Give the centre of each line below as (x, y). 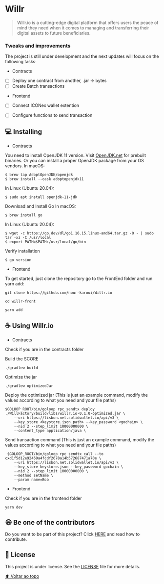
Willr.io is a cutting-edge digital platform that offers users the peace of (88, 23)
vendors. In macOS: (25, 166)
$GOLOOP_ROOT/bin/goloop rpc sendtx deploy (50, 409)
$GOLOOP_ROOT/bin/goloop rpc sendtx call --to (55, 454)
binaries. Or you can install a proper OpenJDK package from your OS (74, 161)
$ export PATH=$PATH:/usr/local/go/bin (46, 242)
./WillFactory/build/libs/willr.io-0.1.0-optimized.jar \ (65, 414)
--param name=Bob (31, 480)
